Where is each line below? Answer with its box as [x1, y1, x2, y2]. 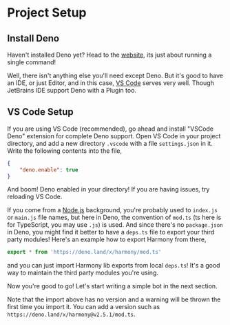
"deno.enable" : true [19, 166, 79, 174]
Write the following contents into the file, [7, 147, 123, 155]
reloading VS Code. [7, 192, 63, 201]
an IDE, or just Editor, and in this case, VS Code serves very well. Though [7, 79, 215, 87]
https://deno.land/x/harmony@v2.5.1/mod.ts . [7, 310, 136, 319]
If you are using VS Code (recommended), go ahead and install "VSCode [7, 124, 214, 133]
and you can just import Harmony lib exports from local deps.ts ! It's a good [7, 261, 220, 270]
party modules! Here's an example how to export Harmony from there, [7, 235, 207, 243]
